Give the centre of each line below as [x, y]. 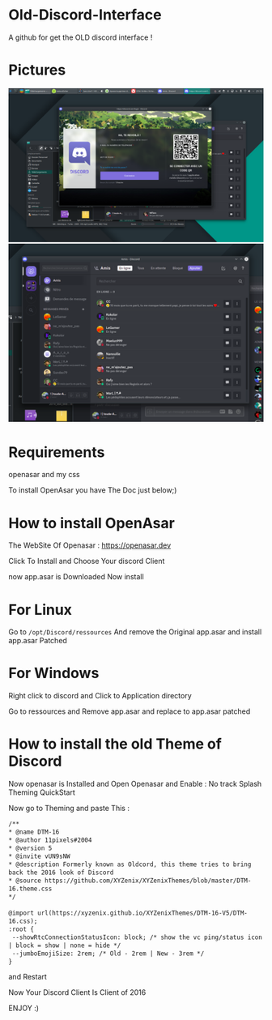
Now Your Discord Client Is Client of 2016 [77, 992]
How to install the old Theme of [115, 744]
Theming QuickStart [42, 792]
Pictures [37, 70]
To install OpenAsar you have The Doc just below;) [93, 490]
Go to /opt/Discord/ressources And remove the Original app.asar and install [135, 632]
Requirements [57, 452]
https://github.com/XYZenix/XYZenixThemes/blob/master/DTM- [148, 881]
